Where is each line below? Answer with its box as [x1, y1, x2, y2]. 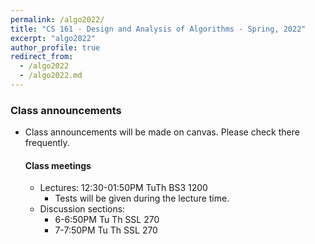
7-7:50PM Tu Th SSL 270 [54, 224, 158, 236]
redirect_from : [10, 52, 74, 62]
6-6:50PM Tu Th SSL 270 [54, 214, 160, 226]
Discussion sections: [39, 203, 126, 215]
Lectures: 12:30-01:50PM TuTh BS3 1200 [39, 182, 208, 194]
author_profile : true [10, 42, 101, 53]
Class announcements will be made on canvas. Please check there [24, 126, 300, 138]
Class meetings [24, 159, 92, 171]
